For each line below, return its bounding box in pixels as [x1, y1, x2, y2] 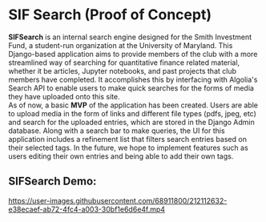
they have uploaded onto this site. [8, 91, 120, 101]
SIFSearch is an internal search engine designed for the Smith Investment [8, 32, 252, 42]
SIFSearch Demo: [8, 175, 97, 188]
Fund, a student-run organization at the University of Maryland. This [8, 40, 233, 50]
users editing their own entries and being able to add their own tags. [8, 151, 234, 161]
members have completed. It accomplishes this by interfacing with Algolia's [8, 75, 258, 84]
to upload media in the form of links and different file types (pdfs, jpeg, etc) [8, 108, 256, 118]
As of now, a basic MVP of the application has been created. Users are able [8, 100, 259, 110]
